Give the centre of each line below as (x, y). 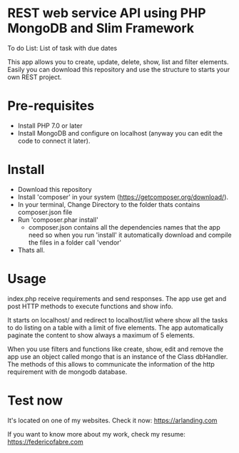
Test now (35, 400)
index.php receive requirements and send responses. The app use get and (117, 298)
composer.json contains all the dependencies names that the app (124, 227)
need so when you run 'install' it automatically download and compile (130, 235)
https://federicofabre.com (45, 442)
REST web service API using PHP (107, 13)
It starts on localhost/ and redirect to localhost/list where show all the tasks (118, 320)
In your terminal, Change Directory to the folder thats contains (109, 204)
